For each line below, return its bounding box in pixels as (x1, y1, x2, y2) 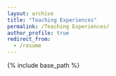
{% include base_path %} (7, 61, 80, 69)
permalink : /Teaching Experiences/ (7, 23, 110, 30)
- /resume (13, 42, 41, 49)
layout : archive (7, 10, 54, 17)
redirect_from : (7, 36, 51, 43)
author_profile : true (7, 29, 70, 37)
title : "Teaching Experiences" (7, 17, 97, 23)
